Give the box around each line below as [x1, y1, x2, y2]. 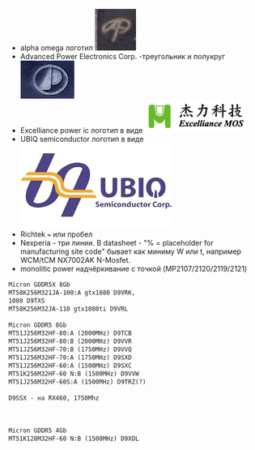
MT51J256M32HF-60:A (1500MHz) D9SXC [8, 362, 132, 370]
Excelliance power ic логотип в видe [19, 126, 143, 135]
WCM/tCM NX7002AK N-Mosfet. [19, 255, 131, 264]
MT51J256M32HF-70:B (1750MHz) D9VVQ [8, 345, 132, 354]
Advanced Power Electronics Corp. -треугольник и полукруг [19, 52, 226, 61]
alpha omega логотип [19, 43, 93, 53]
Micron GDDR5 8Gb [8, 321, 67, 329]
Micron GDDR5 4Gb [8, 426, 67, 435]
